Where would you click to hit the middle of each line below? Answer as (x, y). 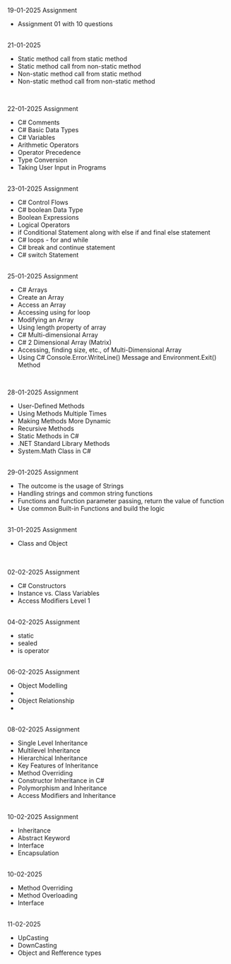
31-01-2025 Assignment (42, 530)
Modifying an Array (46, 320)
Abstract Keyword (44, 838)
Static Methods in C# (48, 436)
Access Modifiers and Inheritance (67, 795)
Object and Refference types (59, 953)
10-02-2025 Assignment (43, 817)
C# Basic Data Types (48, 130)
